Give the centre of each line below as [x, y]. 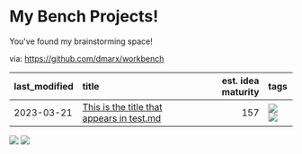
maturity [240, 91]
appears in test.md [122, 118]
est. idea [240, 81]
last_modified [44, 86]
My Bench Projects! [84, 17]
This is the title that [122, 107]
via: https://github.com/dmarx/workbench [87, 58]
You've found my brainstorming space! [81, 41]
